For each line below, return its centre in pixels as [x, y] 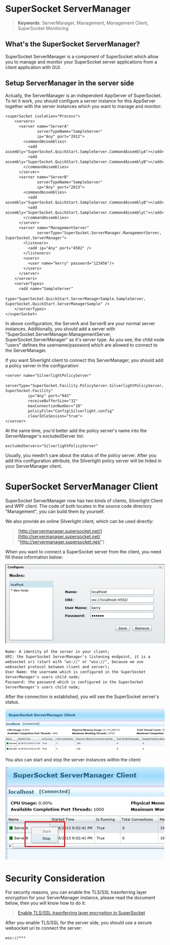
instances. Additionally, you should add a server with [60, 329]
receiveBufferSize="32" [53, 401]
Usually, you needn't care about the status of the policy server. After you [81, 455]
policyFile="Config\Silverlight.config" [71, 411]
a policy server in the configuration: [42, 365]
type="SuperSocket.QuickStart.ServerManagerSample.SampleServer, [75, 299]
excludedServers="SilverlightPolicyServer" [52, 446]
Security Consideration [55, 878]
